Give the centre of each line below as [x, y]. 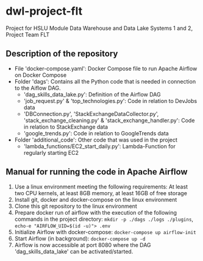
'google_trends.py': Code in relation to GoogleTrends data [96, 133]
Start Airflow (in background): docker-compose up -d [80, 238]
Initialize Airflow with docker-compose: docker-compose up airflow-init [105, 232]
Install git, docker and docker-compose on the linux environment [96, 199]
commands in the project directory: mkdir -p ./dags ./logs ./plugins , [104, 219]
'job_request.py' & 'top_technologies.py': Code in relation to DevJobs [110, 101]
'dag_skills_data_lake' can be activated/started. [74, 251]
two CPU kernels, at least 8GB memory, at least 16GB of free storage [101, 193]
